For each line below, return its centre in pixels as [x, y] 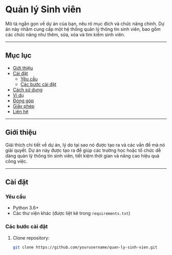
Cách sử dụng [27, 90]
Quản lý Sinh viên [43, 9]
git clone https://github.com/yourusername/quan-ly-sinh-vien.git [85, 247]
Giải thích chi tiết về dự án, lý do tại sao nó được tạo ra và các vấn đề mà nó [85, 145]
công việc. [16, 161]
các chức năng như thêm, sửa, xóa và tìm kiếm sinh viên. [65, 34]
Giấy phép [24, 106]
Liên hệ [20, 111]
